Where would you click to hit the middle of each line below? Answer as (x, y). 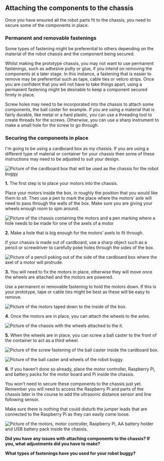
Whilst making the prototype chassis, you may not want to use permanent (80, 63)
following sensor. (22, 400)
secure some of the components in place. (47, 25)
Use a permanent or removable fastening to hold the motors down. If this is (81, 287)
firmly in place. (20, 95)
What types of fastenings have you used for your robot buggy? (70, 453)
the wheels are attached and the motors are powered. (59, 277)
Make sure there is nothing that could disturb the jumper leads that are (76, 409)
